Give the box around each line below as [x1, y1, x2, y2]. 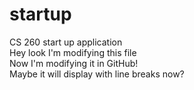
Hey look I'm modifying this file [9, 46, 137, 58]
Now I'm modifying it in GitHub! [9, 57, 139, 69]
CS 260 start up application [9, 36, 123, 48]
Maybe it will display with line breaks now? [9, 68, 185, 80]
